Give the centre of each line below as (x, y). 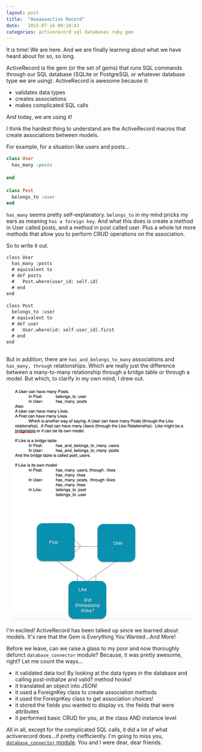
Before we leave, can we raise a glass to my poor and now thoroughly (93, 649)
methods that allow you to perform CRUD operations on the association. (96, 234)
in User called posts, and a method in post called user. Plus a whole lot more (101, 228)
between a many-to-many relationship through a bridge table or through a (98, 372)
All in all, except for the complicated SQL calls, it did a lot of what (87, 730)
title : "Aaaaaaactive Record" (46, 19)
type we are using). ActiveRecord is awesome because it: (77, 81)
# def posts (27, 276)
